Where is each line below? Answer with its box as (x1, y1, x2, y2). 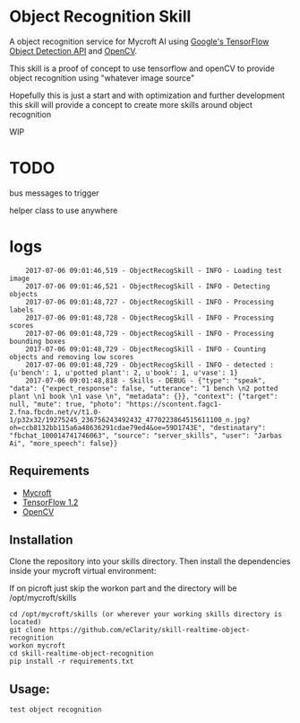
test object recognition (9, 705, 102, 715)
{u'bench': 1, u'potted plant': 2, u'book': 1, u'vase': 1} (9, 368, 239, 377)
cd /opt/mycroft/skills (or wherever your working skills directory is (9, 610, 282, 619)
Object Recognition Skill (9, 6, 192, 27)
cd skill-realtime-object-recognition (9, 649, 154, 658)
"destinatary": (209, 423, 267, 432)
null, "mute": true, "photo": (9, 400, 123, 409)
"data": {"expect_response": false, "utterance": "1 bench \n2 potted (9, 384, 279, 392)
